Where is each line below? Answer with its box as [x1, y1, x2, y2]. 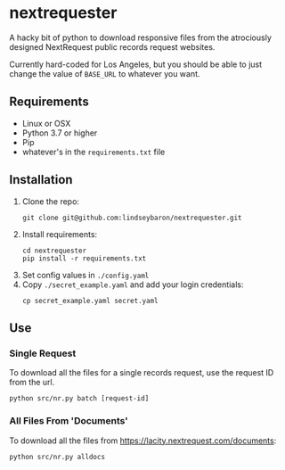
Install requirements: [21, 228, 98, 239]
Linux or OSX [21, 118, 71, 128]
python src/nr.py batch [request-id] [9, 394, 150, 403]
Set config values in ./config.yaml [21, 269, 150, 280]
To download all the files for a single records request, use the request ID [9, 367, 274, 378]
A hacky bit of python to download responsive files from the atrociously [9, 32, 272, 43]
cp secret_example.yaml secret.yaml [21, 296, 159, 305]
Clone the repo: [21, 195, 80, 207]
